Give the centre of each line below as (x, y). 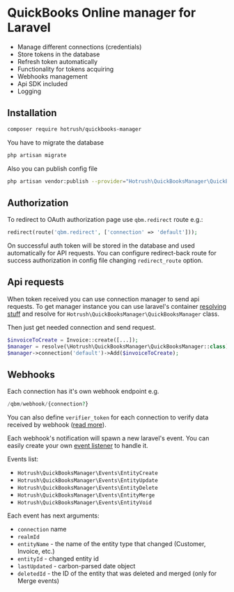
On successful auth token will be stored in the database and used (101, 246)
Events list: (23, 459)
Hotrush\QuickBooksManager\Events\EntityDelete (87, 488)
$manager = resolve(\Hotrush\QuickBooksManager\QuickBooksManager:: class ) (118, 346)
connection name (42, 529)
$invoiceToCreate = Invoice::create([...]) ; (73, 340)
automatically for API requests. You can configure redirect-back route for (112, 253)
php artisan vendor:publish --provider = (67, 181)
